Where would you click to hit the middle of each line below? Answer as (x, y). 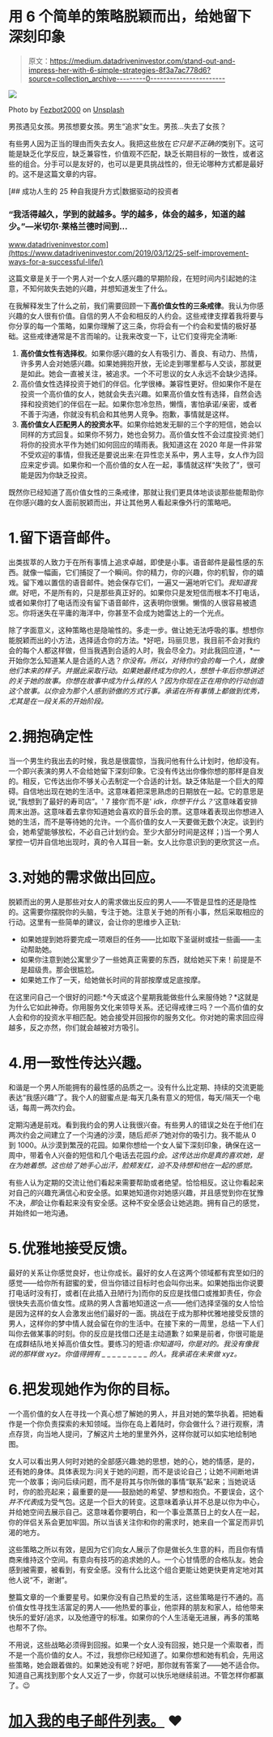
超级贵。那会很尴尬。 (63, 970)
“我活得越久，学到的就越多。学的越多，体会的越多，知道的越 (127, 214)
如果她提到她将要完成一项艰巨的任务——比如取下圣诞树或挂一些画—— (137, 939)
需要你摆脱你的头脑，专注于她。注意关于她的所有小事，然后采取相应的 (147, 912)
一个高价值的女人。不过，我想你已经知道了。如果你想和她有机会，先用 (139, 1654)
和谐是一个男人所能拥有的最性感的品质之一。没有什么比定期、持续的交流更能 (136, 1087)
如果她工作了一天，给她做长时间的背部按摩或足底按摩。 (112, 980)
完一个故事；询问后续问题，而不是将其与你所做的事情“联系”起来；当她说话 (132, 1482)
